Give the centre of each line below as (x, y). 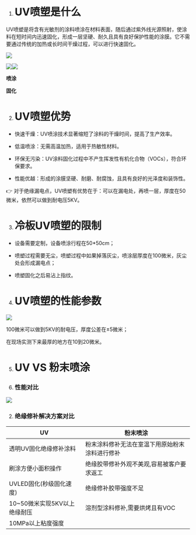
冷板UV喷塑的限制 (58, 226)
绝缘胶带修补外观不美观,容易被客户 (133, 464)
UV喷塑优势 (43, 117)
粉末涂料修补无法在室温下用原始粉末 (135, 444)
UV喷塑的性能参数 (58, 301)
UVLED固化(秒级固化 (37, 484)
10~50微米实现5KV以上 (42, 503)
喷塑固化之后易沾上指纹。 (45, 275)
